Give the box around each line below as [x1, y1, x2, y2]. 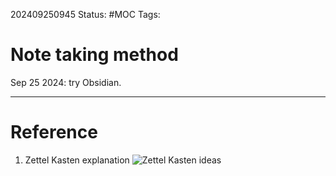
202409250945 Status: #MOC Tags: [10, 9, 161, 20]
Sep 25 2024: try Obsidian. [10, 76, 122, 88]
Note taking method [10, 44, 179, 66]
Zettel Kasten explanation [24, 154, 130, 166]
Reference [10, 121, 98, 144]
